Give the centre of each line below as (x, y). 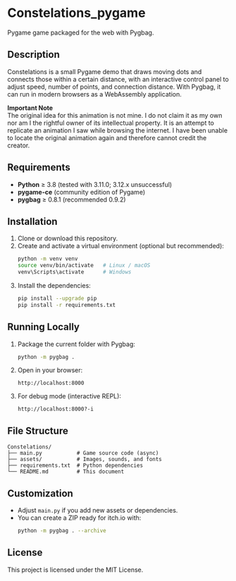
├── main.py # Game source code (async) (83, 453)
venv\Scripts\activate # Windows (74, 272)
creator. (19, 145)
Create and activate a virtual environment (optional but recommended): (120, 246)
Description (33, 55)
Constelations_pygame (76, 13)
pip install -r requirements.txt (67, 305)
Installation (32, 221)
